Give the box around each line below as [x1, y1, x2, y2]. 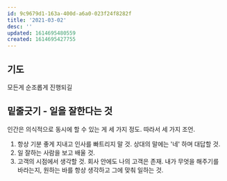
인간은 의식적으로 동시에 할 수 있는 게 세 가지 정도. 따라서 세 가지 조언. [7, 125, 196, 133]
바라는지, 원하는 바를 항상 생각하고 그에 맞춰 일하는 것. [17, 166, 164, 174]
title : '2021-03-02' [7, 17, 67, 24]
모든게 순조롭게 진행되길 [7, 83, 73, 91]
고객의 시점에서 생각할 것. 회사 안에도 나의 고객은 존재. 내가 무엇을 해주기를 [17, 157, 219, 165]
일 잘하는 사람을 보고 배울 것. [17, 148, 96, 157]
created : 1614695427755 [7, 36, 76, 43]
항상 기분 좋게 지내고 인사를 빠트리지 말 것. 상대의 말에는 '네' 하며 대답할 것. [17, 139, 221, 148]
